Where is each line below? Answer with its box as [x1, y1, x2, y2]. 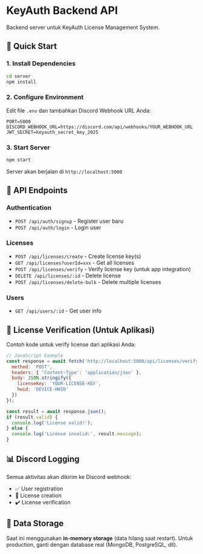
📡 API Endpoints [6, 185, 68, 196]
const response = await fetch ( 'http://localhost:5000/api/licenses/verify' [6, 358, 201, 364]
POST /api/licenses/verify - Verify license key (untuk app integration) [14, 265, 192, 272]
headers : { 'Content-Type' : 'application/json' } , [11, 369, 142, 375]
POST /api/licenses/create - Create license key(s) [14, 252, 141, 260]
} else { [6, 425, 28, 432]
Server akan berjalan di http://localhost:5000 [6, 168, 123, 175]
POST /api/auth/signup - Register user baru [14, 217, 124, 225]
